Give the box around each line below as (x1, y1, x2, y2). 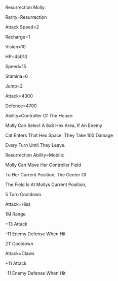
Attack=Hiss (5, 201, 31, 207)
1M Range (5, 211, 26, 217)
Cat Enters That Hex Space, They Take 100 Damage (5, 132, 113, 138)
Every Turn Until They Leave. (5, 142, 66, 148)
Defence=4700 (5, 103, 37, 109)
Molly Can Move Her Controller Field (5, 162, 82, 168)
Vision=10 (5, 44, 26, 50)
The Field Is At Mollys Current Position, (5, 181, 87, 188)
